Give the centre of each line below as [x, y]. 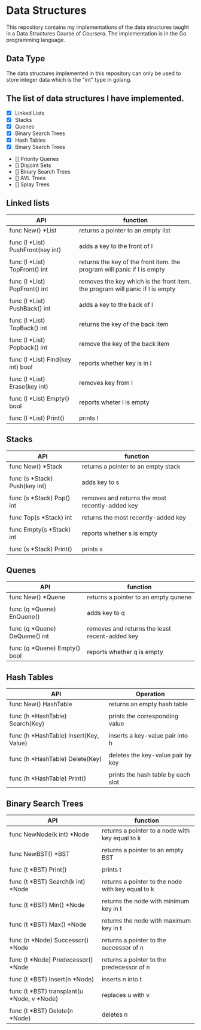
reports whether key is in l [115, 363]
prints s [92, 549]
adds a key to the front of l [116, 246]
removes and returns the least [129, 629]
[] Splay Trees [32, 184]
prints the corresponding [144, 716]
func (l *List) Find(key [40, 359]
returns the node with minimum [145, 901]
